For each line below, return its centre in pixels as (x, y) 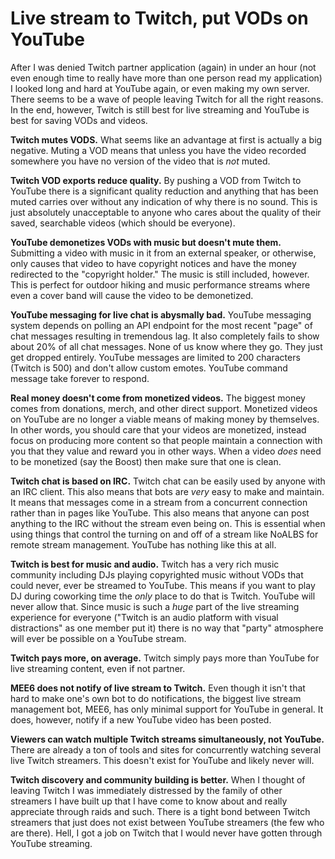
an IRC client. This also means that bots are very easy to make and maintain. (167, 491)
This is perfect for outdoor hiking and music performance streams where (160, 284)
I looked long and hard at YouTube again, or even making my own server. (160, 88)
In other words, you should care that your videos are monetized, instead (158, 429)
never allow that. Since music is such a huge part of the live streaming (155, 606)
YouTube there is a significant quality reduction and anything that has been (164, 191)
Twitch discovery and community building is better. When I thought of (158, 779)
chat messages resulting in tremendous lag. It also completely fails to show (165, 336)
